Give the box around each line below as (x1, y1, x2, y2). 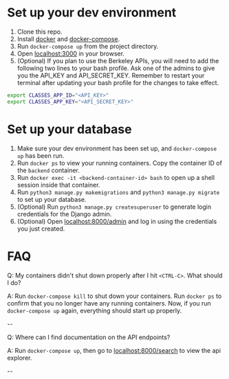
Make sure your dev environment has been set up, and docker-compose (17, 144, 217, 152)
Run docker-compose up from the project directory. (17, 42, 159, 50)
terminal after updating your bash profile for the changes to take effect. (17, 78, 219, 87)
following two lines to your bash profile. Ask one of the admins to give (17, 64, 215, 72)
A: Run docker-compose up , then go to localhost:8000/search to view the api (7, 346, 221, 354)
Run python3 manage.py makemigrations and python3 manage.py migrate (17, 187, 220, 196)
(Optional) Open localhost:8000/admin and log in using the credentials (17, 217, 217, 225)
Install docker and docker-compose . (17, 34, 120, 43)
